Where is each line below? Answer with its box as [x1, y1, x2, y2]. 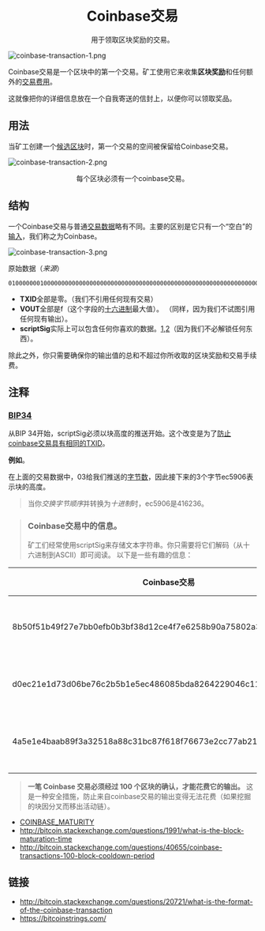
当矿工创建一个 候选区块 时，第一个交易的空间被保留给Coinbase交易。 [8, 141, 233, 151]
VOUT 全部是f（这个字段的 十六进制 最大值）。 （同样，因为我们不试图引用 [19, 303, 256, 313]
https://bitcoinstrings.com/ [19, 914, 106, 923]
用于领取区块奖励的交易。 [91, 35, 174, 44]
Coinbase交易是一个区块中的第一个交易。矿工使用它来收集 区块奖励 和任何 [8, 66, 247, 76]
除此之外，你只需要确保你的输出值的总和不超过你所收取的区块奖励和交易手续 [8, 350, 257, 360]
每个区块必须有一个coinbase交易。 [76, 173, 189, 183]
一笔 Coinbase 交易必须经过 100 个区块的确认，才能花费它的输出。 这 [27, 782, 254, 791]
